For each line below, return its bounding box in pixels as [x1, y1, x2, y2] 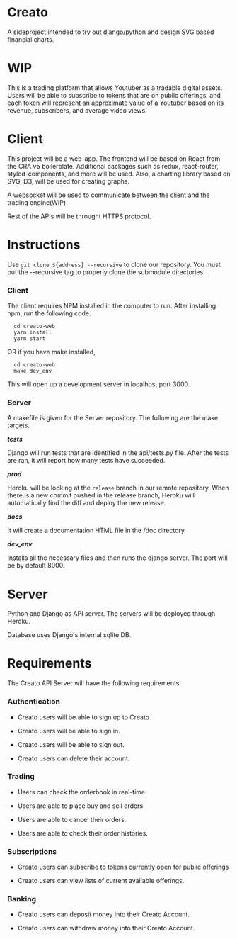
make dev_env [13, 368, 52, 375]
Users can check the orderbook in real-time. [17, 787, 147, 796]
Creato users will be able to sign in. [17, 726, 120, 735]
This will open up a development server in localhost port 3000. [7, 380, 190, 388]
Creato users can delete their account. [17, 754, 130, 763]
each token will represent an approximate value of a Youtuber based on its [7, 99, 224, 107]
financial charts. [7, 35, 54, 43]
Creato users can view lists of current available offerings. [17, 877, 185, 885]
